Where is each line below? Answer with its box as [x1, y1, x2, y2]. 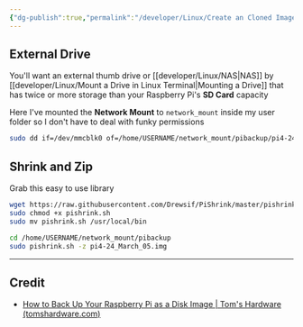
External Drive [9, 47, 92, 62]
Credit [9, 275, 45, 290]
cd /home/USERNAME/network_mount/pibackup [9, 233, 171, 242]
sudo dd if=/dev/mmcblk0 [9, 134, 103, 143]
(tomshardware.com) [22, 308, 101, 320]
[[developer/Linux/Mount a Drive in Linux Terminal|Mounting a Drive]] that [9, 80, 284, 91]
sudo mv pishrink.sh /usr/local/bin [9, 217, 147, 226]
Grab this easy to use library [9, 183, 115, 194]
